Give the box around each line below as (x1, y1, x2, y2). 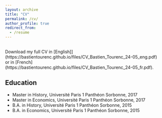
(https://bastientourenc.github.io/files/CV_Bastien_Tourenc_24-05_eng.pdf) (5, 54, 158, 59)
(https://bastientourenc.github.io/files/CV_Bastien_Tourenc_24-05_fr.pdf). (5, 64, 154, 70)
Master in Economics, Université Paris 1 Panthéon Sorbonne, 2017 (12, 97, 146, 103)
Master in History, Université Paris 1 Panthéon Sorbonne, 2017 (12, 91, 138, 97)
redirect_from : (5, 26, 36, 30)
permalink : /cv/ (5, 16, 38, 21)
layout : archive (5, 7, 38, 12)
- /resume (9, 30, 29, 35)
